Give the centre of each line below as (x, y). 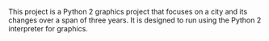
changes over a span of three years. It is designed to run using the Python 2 (135, 20)
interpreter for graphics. (48, 29)
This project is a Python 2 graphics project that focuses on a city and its (128, 12)
